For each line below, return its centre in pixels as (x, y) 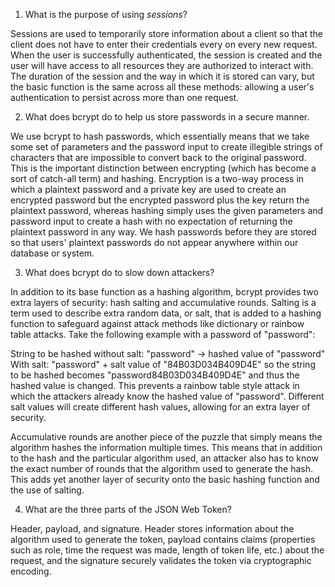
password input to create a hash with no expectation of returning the (151, 221)
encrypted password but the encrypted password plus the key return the (160, 200)
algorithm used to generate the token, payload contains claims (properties (163, 539)
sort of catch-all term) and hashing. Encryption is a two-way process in (157, 178)
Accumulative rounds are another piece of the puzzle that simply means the (166, 437)
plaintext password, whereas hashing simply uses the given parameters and (167, 210)
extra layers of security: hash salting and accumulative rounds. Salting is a (163, 302)
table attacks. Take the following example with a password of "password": (163, 334)
